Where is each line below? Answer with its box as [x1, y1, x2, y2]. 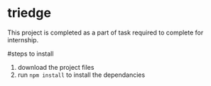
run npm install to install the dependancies [17, 70, 146, 79]
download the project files [17, 63, 94, 71]
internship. [7, 35, 39, 44]
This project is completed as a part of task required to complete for [7, 28, 204, 37]
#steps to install [7, 49, 54, 58]
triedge [7, 5, 52, 21]
